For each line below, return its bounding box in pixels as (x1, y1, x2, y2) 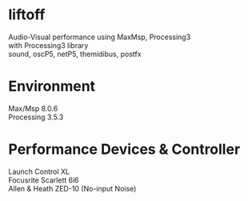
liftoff (8, 6, 46, 24)
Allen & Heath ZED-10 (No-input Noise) (8, 183, 137, 193)
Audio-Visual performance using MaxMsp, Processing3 (8, 32, 191, 42)
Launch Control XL (8, 167, 70, 176)
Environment (8, 78, 96, 95)
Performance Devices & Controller (8, 140, 241, 159)
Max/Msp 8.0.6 (8, 103, 58, 113)
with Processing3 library (8, 40, 89, 50)
